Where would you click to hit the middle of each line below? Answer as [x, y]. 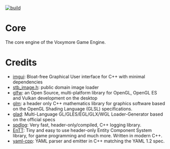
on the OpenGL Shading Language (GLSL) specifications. [73, 109]
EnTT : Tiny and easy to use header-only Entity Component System [82, 130]
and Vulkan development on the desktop [55, 98]
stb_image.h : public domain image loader [56, 87]
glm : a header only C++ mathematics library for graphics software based [89, 103]
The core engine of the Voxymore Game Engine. [56, 42]
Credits [21, 63]
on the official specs [34, 119]
